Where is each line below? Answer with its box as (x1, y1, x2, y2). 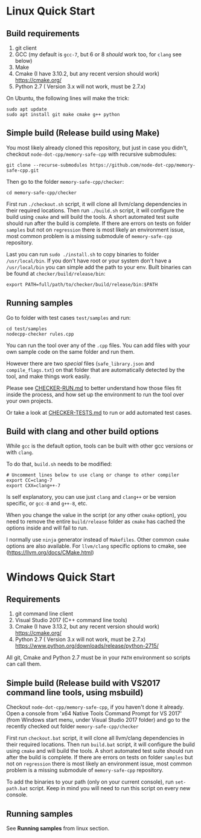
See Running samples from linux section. (6, 825, 110, 832)
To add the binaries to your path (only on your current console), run (6, 778, 174, 785)
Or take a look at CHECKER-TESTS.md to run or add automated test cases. (6, 409, 192, 416)
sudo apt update (6, 106, 47, 112)
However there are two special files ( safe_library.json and (6, 360, 155, 367)
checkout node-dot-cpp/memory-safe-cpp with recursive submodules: (6, 150, 177, 158)
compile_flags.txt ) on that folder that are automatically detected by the (6, 366, 185, 373)
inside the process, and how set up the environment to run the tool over (6, 391, 184, 398)
